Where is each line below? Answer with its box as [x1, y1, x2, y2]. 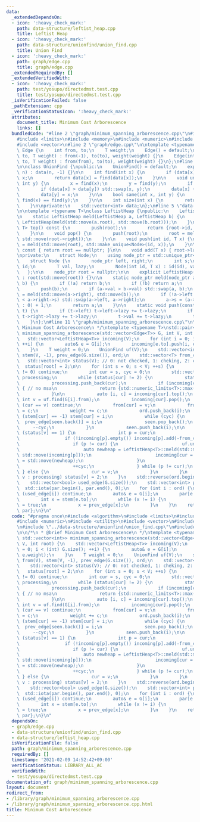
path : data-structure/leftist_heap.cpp [17, 25, 116, 32]
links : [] [17, 125, 42, 131]
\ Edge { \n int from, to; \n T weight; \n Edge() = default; [17, 147, 190, 153]
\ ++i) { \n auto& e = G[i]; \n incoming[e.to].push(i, [17, 341, 190, 348]
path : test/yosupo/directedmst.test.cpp [17, 86, 118, 92]
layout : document [6, 784, 49, 790]
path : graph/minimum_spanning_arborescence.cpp [11, 746, 132, 752]
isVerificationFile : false [11, 740, 79, 746]
